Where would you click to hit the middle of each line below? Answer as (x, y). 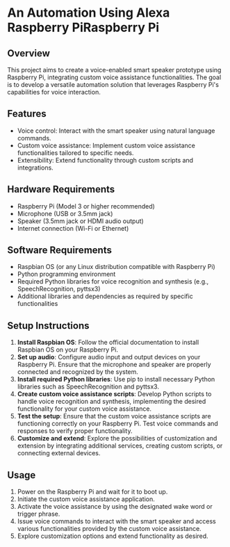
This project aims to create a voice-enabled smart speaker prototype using (114, 70)
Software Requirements (60, 251)
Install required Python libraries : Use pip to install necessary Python (116, 379)
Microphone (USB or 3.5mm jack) (65, 213)
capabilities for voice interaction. (54, 92)
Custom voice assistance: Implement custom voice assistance (106, 145)
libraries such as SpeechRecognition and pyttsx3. (88, 386)
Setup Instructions (48, 326)
